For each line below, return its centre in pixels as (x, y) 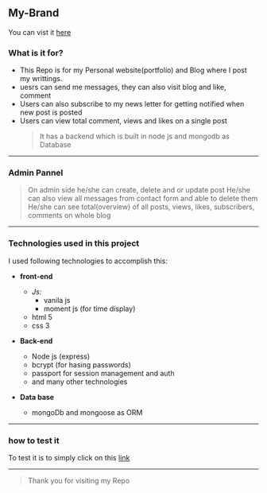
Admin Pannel (36, 173)
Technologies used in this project (74, 243)
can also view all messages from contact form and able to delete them (143, 199)
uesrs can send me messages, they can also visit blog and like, (123, 87)
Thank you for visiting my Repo (79, 481)
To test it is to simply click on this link (69, 458)
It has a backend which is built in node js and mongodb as (135, 136)
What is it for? (36, 52)
